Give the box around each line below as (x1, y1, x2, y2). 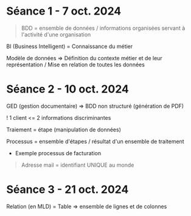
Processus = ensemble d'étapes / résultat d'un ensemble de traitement (6, 138, 184, 145)
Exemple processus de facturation (15, 149, 102, 156)
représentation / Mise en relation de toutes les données (6, 61, 145, 68)
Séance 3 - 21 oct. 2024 (6, 183, 129, 197)
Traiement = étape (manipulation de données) (6, 126, 122, 133)
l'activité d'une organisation (21, 30, 91, 38)
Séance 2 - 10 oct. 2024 (6, 82, 130, 96)
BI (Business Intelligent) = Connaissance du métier (6, 43, 133, 50)
